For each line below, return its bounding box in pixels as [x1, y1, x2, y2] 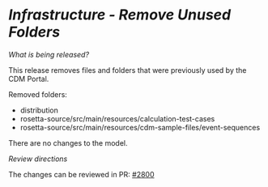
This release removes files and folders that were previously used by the [8, 65, 247, 74]
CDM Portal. [8, 74, 49, 83]
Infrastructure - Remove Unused [8, 6, 232, 24]
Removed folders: [8, 89, 67, 99]
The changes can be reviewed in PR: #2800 [8, 169, 155, 179]
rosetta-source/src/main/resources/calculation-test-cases [19, 113, 215, 123]
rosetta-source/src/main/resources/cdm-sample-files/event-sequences [19, 122, 261, 132]
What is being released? [8, 49, 90, 59]
